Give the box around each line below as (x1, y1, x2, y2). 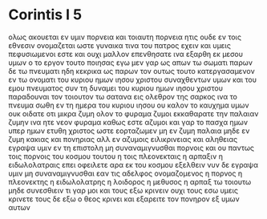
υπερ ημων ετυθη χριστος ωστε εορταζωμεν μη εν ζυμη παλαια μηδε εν (8, 126, 250, 136)
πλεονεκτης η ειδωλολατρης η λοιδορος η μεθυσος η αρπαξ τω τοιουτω (8, 176, 252, 186)
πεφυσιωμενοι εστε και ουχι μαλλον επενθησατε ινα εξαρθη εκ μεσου (8, 49, 243, 59)
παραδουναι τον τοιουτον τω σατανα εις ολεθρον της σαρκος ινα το (8, 91, 238, 101)
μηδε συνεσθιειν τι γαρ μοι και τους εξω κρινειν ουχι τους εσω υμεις (8, 185, 239, 195)
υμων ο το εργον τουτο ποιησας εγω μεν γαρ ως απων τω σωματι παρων (8, 58, 253, 67)
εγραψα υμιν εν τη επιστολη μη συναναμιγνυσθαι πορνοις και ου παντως (8, 143, 255, 152)
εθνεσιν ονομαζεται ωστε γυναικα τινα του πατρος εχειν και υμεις (8, 40, 231, 50)
